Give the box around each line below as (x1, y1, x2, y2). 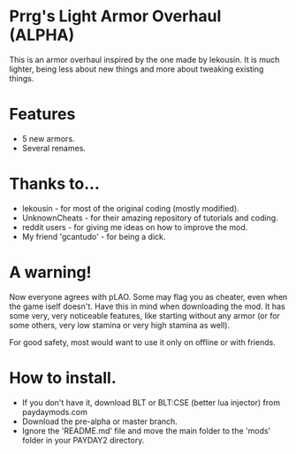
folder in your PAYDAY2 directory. (21, 435, 145, 445)
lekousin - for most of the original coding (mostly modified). (21, 203, 240, 213)
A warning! (9, 263, 92, 282)
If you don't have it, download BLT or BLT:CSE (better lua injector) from (21, 396, 281, 408)
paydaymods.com (21, 406, 88, 417)
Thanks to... (9, 174, 100, 194)
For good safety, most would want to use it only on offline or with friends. (9, 336, 276, 347)
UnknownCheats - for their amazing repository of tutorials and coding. (21, 212, 278, 223)
